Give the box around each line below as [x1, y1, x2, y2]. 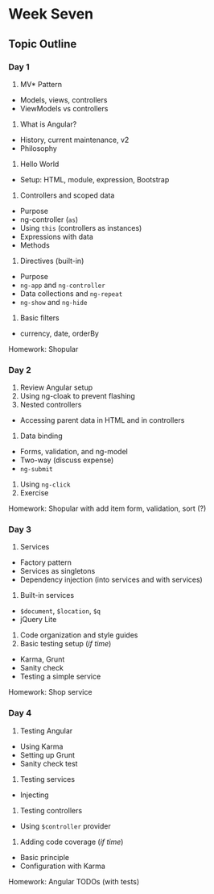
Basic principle [19, 852, 70, 862]
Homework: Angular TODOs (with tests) [8, 876, 140, 886]
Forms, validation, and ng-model [19, 447, 129, 457]
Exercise [19, 488, 49, 498]
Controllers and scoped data [19, 190, 115, 200]
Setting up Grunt [19, 750, 75, 759]
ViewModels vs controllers [19, 103, 109, 113]
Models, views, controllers [19, 94, 108, 105]
